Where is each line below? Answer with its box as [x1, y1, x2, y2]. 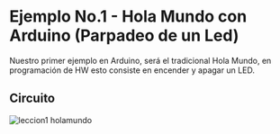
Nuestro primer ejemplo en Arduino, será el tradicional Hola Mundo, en [9, 55, 272, 66]
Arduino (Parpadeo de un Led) [9, 25, 239, 46]
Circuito [9, 91, 56, 106]
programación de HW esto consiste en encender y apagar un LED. [9, 65, 255, 76]
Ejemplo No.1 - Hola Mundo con [9, 6, 248, 27]
